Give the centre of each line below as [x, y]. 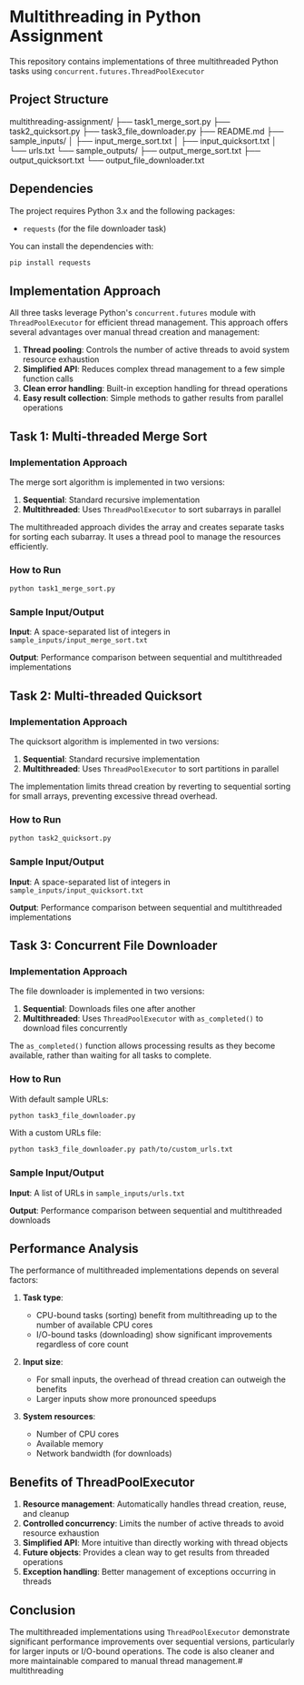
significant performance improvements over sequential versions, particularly [152, 1642]
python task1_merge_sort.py [63, 589]
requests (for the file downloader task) [94, 228]
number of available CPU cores [94, 1325]
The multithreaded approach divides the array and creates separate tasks [147, 527]
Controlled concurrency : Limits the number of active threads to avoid [153, 1524]
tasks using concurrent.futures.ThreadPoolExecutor [107, 71]
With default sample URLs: [59, 1099]
